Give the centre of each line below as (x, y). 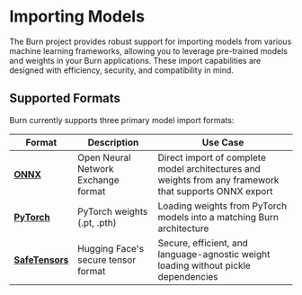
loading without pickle (204, 265)
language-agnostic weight (214, 254)
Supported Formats (65, 98)
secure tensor (107, 260)
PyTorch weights (113, 211)
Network (96, 168)
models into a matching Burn (218, 217)
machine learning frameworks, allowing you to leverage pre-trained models (148, 50)
